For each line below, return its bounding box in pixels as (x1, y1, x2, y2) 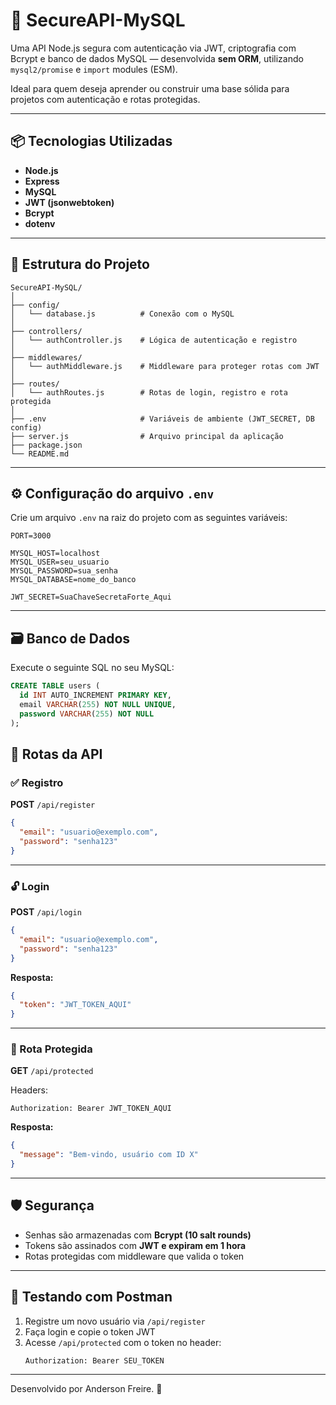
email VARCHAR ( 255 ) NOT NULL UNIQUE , (19, 699, 177, 709)
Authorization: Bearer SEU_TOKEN (24, 1355, 165, 1366)
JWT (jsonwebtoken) (24, 196, 115, 208)
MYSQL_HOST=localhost (10, 549, 101, 559)
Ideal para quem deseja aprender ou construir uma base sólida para (10, 82, 290, 94)
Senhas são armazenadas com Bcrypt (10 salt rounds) (24, 1229, 252, 1241)
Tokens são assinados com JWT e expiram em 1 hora (24, 1239, 247, 1251)
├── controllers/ (10, 326, 83, 336)
